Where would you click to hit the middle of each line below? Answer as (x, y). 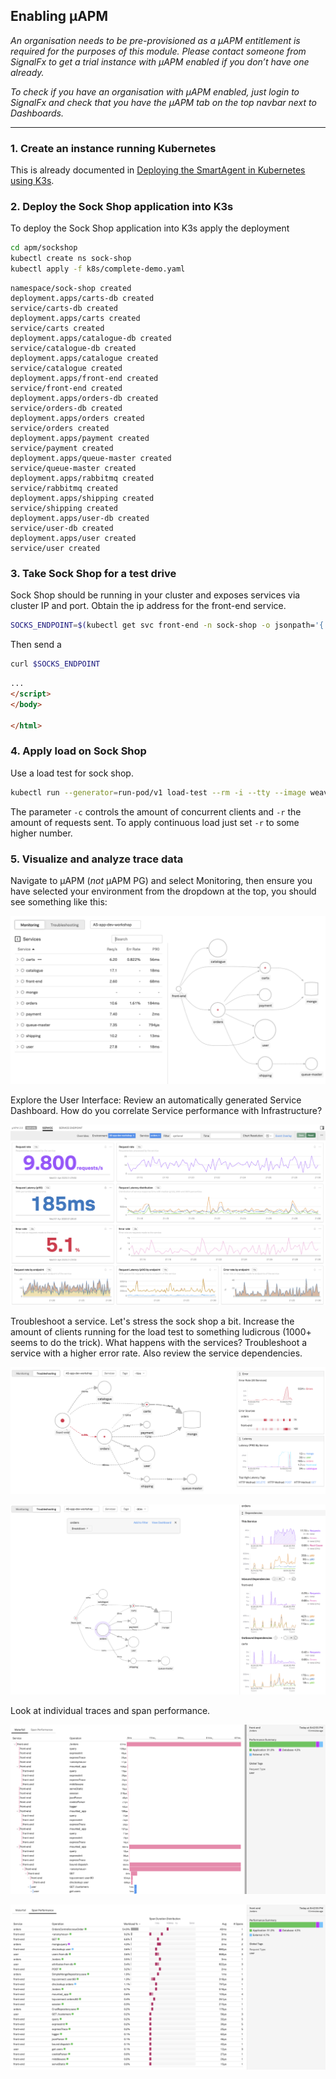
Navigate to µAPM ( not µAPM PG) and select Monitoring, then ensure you (161, 880)
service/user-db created (62, 529)
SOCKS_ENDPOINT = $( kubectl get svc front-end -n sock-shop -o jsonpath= (162, 625)
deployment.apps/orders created (77, 419)
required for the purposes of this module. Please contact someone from (158, 51)
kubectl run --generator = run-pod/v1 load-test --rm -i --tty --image (158, 792)
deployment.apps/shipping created (82, 499)
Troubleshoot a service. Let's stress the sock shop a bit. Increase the (152, 1321)
